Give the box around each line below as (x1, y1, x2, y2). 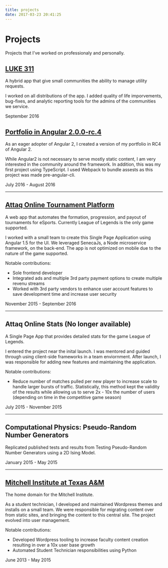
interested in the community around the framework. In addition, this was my (5, 161, 161, 168)
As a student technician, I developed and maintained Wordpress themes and (5, 501, 162, 507)
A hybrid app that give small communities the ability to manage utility (5, 78, 147, 84)
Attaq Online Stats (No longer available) (5, 320, 131, 328)
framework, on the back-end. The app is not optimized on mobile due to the (5, 245, 161, 251)
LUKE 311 (5, 65, 34, 73)
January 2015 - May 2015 (5, 459, 57, 465)
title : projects (5, 7, 39, 13)
